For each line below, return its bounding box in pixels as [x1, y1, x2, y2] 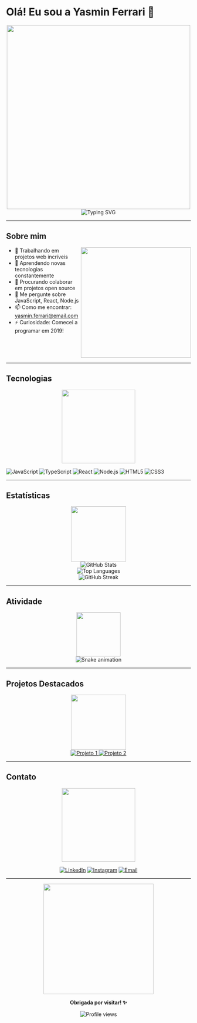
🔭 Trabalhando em [14, 247, 59, 254]
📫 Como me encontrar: [14, 303, 72, 311]
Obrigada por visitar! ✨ [70, 999, 127, 1006]
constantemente [14, 272, 55, 279]
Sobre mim [6, 231, 47, 241]
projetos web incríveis [14, 253, 69, 260]
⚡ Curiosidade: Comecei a [14, 318, 78, 325]
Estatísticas [6, 490, 50, 500]
